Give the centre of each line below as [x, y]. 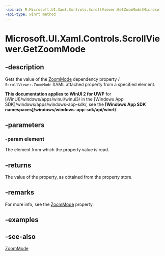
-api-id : [14, 10]
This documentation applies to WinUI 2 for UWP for [58, 94]
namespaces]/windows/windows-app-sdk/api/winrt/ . [61, 109]
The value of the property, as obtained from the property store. [69, 177]
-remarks [20, 192]
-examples [22, 220]
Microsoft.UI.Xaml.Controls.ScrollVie [82, 39]
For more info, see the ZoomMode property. [50, 204]
